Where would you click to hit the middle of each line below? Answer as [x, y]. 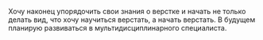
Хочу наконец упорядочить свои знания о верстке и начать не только [127, 11]
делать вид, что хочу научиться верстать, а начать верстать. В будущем [132, 20]
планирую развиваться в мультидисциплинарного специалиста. [118, 28]
